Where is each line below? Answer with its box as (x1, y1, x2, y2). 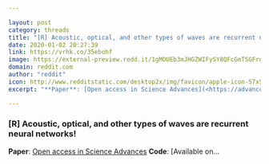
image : (8, 56, 30, 64)
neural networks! (8, 128, 77, 139)
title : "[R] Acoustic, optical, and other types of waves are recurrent (8, 33, 256, 41)
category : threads (8, 25, 70, 34)
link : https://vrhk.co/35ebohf (8, 49, 113, 57)
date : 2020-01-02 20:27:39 (8, 41, 98, 49)
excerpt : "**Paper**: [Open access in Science (8, 85, 167, 93)
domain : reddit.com (8, 63, 74, 72)
